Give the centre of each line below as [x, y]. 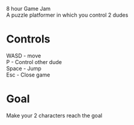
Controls [28, 39]
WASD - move [24, 56]
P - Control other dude [34, 62]
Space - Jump [24, 68]
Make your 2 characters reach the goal [54, 115]
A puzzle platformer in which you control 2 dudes [67, 15]
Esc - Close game [28, 75]
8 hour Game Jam [29, 9]
